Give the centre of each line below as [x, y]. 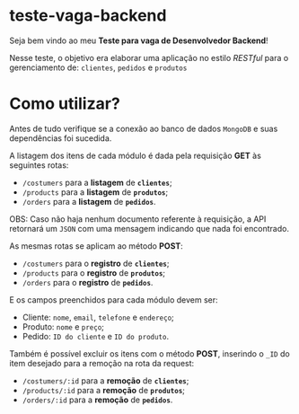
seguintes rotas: [39, 165]
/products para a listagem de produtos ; [95, 192]
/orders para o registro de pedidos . [88, 282]
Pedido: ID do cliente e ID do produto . [95, 336]
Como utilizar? [65, 104]
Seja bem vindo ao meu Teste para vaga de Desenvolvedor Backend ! [139, 40]
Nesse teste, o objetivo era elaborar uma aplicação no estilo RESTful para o [149, 57]
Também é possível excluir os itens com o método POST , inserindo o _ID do [149, 353]
